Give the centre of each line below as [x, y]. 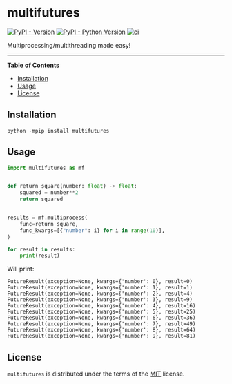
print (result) [40, 256]
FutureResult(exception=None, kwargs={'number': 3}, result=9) [100, 300]
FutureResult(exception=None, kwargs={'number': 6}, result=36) [101, 318]
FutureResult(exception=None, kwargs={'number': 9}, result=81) [101, 336]
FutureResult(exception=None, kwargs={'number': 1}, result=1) [100, 288]
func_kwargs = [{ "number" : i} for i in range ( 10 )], [93, 230]
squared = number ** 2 [49, 193]
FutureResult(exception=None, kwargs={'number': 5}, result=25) [101, 312]
